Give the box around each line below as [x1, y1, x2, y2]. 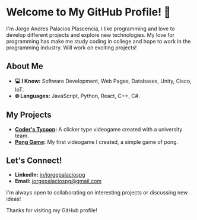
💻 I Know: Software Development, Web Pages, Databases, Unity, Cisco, [14, 77, 192, 84]
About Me [6, 61, 43, 71]
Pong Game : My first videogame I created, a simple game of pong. [14, 138, 179, 145]
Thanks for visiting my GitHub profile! [6, 207, 98, 214]
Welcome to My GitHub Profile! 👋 [6, 5, 171, 19]
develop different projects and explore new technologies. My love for [6, 31, 175, 38]
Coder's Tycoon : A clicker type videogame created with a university [14, 125, 183, 133]
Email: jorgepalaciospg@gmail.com [14, 178, 102, 185]
